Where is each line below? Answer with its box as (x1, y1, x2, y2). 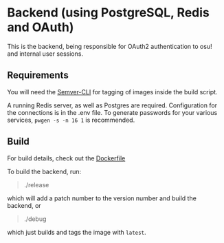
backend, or (7, 201, 41, 209)
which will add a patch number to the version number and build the (7, 194, 197, 202)
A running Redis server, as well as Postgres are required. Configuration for (7, 101, 218, 109)
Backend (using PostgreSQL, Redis (7, 5, 210, 21)
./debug (23, 215, 47, 223)
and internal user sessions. (7, 50, 84, 58)
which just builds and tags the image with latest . (7, 228, 146, 236)
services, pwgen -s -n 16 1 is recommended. (7, 116, 135, 124)
